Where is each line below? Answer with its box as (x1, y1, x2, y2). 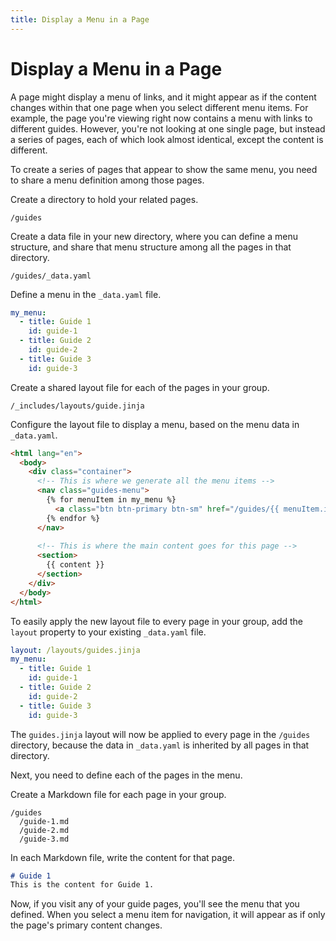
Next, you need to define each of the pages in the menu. (10, 769, 243, 781)
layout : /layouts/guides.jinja (10, 645, 141, 655)
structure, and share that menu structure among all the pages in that (10, 241, 292, 253)
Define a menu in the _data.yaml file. (10, 288, 162, 300)
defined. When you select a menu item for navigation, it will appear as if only (10, 909, 326, 921)
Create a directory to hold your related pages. (10, 193, 199, 205)
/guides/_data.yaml (10, 271, 92, 281)
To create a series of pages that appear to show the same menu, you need (10, 163, 318, 175)
